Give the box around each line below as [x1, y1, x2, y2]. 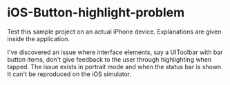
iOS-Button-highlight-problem [7, 5, 185, 21]
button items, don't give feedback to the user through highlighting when [7, 55, 212, 63]
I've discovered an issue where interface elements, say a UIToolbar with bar [7, 48, 223, 56]
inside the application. [7, 34, 70, 42]
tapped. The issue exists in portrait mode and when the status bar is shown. [7, 62, 223, 71]
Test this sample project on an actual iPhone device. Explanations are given [7, 27, 222, 36]
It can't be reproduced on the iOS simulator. [7, 70, 132, 78]
